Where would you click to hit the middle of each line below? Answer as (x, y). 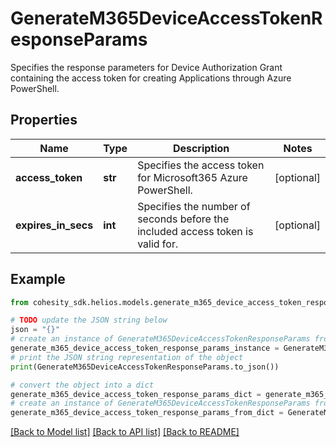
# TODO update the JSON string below (89, 320)
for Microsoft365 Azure (192, 177)
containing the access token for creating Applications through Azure (151, 78)
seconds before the (183, 219)
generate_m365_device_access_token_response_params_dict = (136, 394)
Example (38, 279)
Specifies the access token (201, 165)
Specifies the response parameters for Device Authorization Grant (146, 67)
